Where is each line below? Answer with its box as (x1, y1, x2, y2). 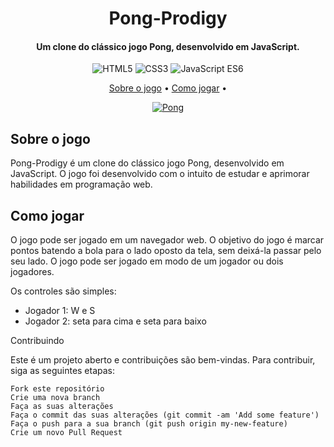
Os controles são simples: (10, 285, 117, 297)
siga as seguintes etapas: (10, 365, 116, 377)
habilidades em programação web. (10, 178, 153, 191)
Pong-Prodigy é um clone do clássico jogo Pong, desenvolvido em (10, 157, 285, 169)
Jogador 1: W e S (24, 305, 96, 317)
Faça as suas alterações (10, 402, 114, 412)
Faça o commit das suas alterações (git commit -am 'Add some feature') (10, 410, 320, 421)
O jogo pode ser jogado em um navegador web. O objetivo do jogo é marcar (10, 234, 325, 246)
